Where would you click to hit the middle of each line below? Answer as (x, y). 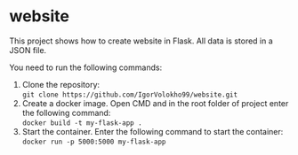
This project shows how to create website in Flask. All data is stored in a (141, 41)
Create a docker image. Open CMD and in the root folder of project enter (155, 103)
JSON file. (28, 50)
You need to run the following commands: (86, 67)
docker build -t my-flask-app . (82, 123)
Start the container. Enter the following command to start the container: (153, 131)
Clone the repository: (61, 84)
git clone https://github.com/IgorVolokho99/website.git (130, 95)
